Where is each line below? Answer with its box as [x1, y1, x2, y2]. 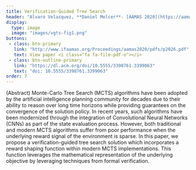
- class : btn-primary [8, 41, 61, 47]
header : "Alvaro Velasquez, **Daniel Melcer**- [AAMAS [6, 14, 142, 20]
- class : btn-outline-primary [8, 57, 82, 63]
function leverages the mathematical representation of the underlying [6, 151, 173, 158]
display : [6, 19, 27, 25]
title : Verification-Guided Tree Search [6, 8, 106, 15]
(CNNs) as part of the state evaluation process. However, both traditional [6, 121, 181, 127]
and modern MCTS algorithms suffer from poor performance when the [6, 126, 176, 134]
